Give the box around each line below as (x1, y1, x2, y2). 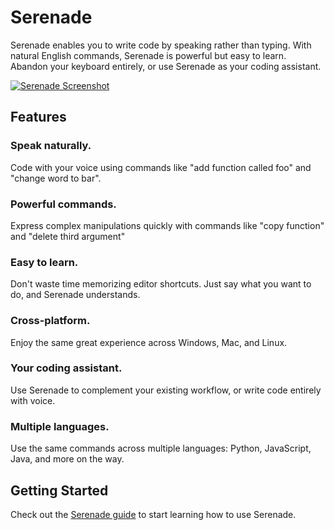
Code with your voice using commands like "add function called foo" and (10, 161, 312, 173)
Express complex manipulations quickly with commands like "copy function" (10, 219, 325, 231)
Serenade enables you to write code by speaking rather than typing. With (10, 39, 312, 51)
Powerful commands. (10, 197, 117, 211)
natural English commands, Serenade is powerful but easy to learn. (10, 49, 287, 61)
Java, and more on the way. (10, 453, 125, 465)
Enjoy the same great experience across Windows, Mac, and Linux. (10, 336, 288, 348)
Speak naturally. (10, 139, 92, 153)
